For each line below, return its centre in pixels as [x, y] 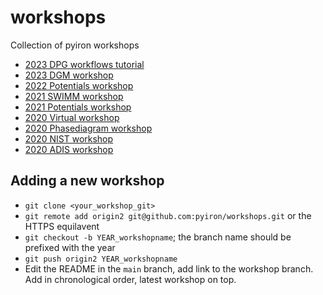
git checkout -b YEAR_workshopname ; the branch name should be [158, 237]
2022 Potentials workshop [79, 85]
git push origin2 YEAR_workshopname [101, 259]
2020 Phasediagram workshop [88, 128]
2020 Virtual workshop [72, 117]
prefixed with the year [70, 247]
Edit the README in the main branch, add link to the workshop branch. [169, 268]
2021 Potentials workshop [78, 107]
